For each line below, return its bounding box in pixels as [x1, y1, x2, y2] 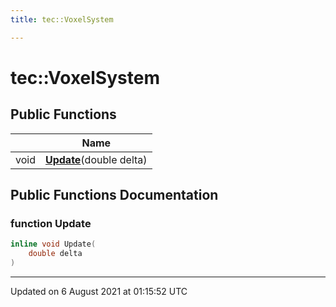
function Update [10, 216, 92, 230]
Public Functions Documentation [10, 187, 219, 204]
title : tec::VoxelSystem [10, 14, 114, 25]
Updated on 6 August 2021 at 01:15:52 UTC [10, 285, 188, 297]
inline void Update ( [10, 239, 97, 250]
